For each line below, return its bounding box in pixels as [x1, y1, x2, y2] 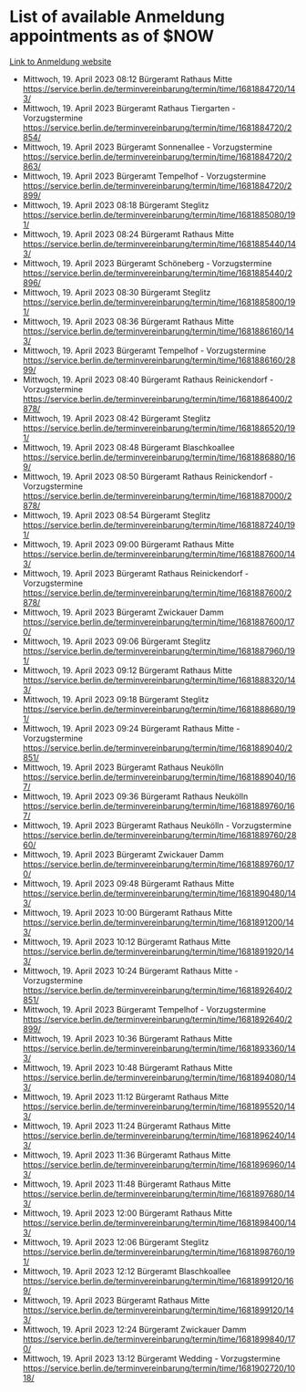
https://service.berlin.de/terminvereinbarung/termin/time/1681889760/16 [22, 800, 295, 811]
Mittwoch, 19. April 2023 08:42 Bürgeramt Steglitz [22, 412, 211, 423]
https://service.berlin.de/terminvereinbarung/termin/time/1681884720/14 [22, 83, 296, 94]
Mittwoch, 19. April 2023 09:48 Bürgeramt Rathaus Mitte [22, 878, 235, 888]
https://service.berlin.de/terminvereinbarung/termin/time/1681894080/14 [22, 1072, 297, 1083]
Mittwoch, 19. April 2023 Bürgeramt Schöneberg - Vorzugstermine [22, 257, 272, 268]
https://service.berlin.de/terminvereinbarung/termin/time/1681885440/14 [22, 238, 296, 249]
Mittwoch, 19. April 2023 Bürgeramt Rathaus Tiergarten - [22, 102, 236, 113]
